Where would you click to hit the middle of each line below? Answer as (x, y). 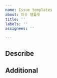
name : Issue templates (29, 10)
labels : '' (16, 24)
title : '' (15, 19)
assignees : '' (20, 29)
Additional (22, 70)
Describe (19, 53)
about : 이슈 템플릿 (23, 15)
